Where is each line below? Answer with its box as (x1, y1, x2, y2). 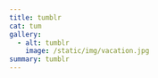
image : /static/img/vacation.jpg (25, 47, 150, 56)
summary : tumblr (9, 55, 70, 64)
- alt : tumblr (17, 38, 70, 48)
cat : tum (9, 22, 42, 30)
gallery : (9, 30, 42, 39)
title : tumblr (9, 13, 62, 22)
